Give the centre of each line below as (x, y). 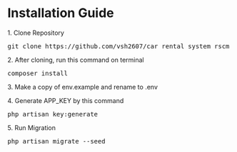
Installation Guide (61, 13)
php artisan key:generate (53, 114)
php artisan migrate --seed (56, 141)
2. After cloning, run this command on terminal (76, 60)
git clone (24, 46)
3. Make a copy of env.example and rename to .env (83, 87)
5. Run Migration (31, 127)
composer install (37, 73)
